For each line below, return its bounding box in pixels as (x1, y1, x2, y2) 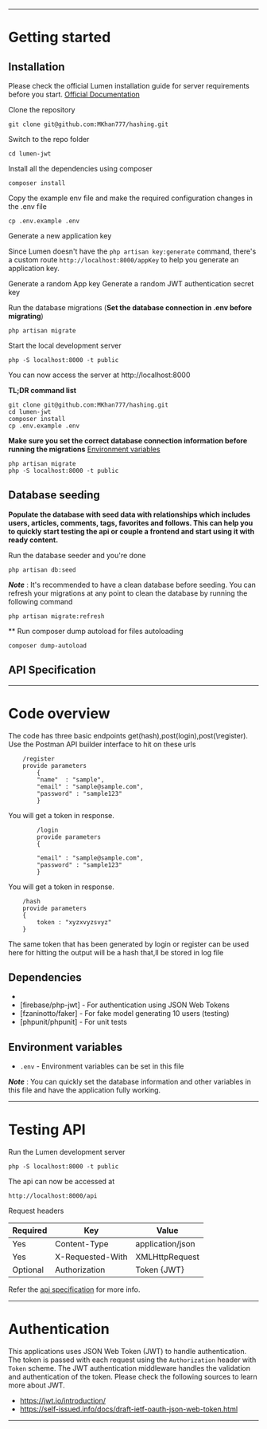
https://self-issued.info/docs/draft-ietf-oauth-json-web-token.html (19, 1404, 238, 1414)
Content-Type (54, 1238, 109, 1250)
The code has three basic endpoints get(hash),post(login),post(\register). (8, 730, 249, 740)
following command (8, 596, 73, 606)
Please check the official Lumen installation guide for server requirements (8, 81, 250, 90)
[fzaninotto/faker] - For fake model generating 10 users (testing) (19, 1009, 230, 1018)
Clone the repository (8, 105, 75, 114)
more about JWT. (8, 1380, 65, 1390)
